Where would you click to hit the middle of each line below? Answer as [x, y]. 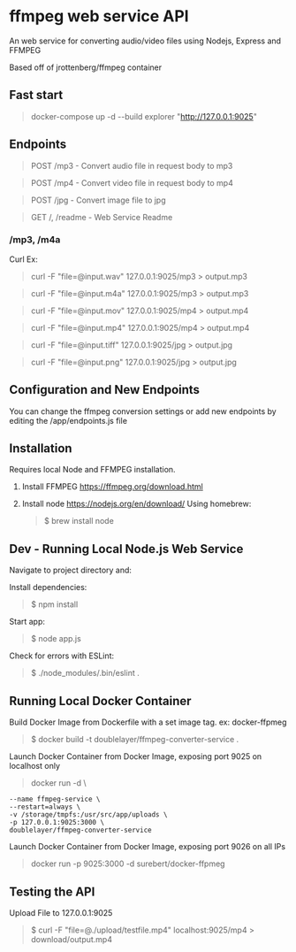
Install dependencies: [48, 587]
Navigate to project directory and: [71, 570]
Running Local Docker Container [100, 701]
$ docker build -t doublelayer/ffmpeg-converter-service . [135, 740]
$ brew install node [79, 521]
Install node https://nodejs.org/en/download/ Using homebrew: [137, 504]
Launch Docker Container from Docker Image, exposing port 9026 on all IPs [147, 847]
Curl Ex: [23, 259]
